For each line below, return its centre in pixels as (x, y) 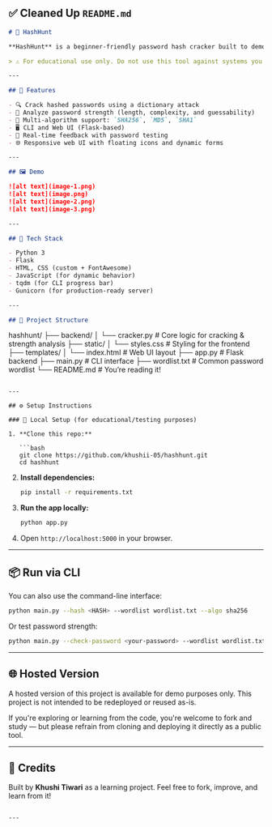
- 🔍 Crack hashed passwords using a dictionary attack (104, 105)
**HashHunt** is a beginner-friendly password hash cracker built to (128, 47)
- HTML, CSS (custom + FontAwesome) (70, 268)
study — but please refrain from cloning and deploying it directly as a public (135, 726)
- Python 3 (27, 253)
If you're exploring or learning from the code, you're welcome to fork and (130, 718)
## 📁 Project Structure (49, 320)
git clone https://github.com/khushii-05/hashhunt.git (113, 456)
